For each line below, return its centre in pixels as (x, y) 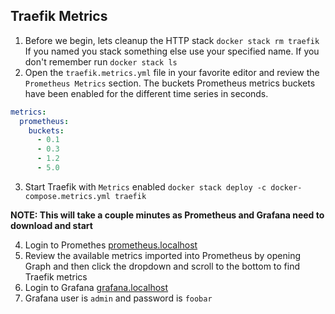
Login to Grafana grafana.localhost (96, 287)
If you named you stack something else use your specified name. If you (172, 51)
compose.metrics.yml (67, 196)
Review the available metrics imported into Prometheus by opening (163, 255)
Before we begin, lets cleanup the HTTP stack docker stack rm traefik (172, 40)
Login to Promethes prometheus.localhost (111, 245)
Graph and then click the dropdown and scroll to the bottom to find (162, 266)
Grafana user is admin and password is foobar (118, 298)
